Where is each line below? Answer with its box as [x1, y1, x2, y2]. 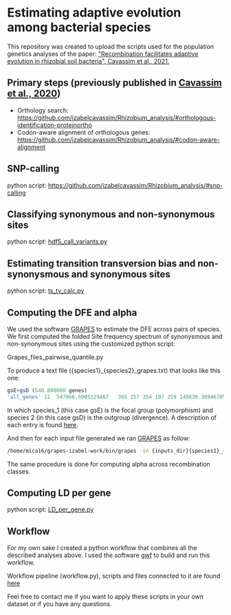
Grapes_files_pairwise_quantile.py [7, 353, 104, 361]
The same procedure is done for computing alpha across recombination [7, 460, 211, 468]
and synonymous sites [71, 268, 170, 280]
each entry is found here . [7, 420, 79, 429]
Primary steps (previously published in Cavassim [7, 77, 222, 89]
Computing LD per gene [7, 487, 111, 499]
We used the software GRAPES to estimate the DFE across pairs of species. [7, 325, 221, 333]
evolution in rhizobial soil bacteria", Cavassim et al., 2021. [7, 57, 170, 65]
